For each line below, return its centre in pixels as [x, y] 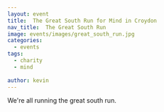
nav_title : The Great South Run [57, 27]
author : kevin [28, 80]
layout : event [28, 14]
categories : [25, 41]
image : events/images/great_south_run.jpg [71, 34]
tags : [15, 54]
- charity [28, 61]
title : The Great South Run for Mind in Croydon [82, 21]
